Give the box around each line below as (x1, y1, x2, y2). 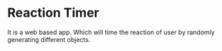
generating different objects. (7, 35, 91, 43)
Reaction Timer (7, 5, 99, 21)
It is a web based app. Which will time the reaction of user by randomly (7, 28, 215, 36)
